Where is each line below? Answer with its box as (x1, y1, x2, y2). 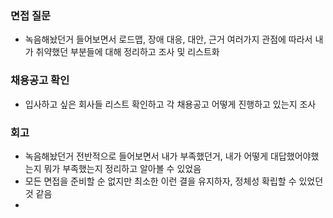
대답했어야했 (270, 150, 320, 162)
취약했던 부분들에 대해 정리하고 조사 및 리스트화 (35, 46, 220, 58)
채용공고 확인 (10, 73, 70, 87)
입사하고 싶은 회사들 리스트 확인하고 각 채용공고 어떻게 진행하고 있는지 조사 (24, 98, 317, 110)
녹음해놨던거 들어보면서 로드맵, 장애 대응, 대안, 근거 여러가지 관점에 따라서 (24, 33, 313, 46)
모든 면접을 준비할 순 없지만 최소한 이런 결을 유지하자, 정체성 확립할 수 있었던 (24, 175, 324, 187)
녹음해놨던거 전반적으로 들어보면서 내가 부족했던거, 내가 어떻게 (24, 150, 269, 162)
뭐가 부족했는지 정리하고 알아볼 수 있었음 (43, 162, 202, 174)
